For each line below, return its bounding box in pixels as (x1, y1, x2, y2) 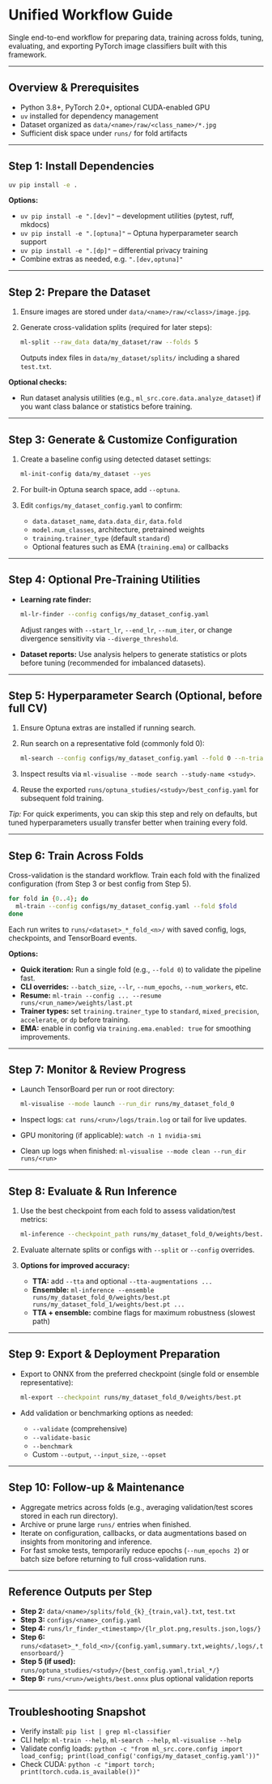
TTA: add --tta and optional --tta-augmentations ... (32, 1276, 213, 1286)
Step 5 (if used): (19, 1657, 76, 1666)
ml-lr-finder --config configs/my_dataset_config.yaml (19, 610, 210, 618)
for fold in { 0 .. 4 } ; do (8, 894, 89, 903)
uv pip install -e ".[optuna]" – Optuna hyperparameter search (19, 229, 239, 238)
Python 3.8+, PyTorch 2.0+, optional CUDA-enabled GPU (19, 102, 210, 112)
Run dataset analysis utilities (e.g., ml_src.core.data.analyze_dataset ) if (19, 393, 261, 403)
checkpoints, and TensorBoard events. (8, 933, 138, 942)
